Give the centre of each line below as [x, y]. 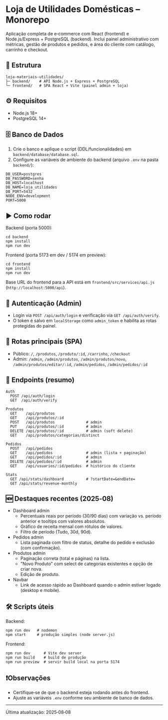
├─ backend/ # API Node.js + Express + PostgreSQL [63, 81]
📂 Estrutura [23, 65]
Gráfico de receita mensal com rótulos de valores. [72, 526]
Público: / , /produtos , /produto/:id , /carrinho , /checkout [72, 353]
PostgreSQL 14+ [30, 118]
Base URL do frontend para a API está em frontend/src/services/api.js [80, 282]
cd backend [17, 237]
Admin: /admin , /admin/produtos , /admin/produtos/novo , [70, 359]
